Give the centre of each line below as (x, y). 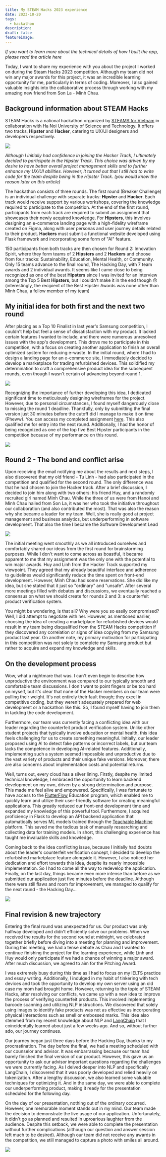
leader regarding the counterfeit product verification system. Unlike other (80, 728)
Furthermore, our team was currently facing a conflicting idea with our (77, 722)
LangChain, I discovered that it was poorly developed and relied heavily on (81, 1072)
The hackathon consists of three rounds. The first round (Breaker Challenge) (83, 191)
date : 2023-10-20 (23, 14)
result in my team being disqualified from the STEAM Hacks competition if (81, 627)
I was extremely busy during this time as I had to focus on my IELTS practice (83, 973)
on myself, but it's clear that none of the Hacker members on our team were (83, 692)
